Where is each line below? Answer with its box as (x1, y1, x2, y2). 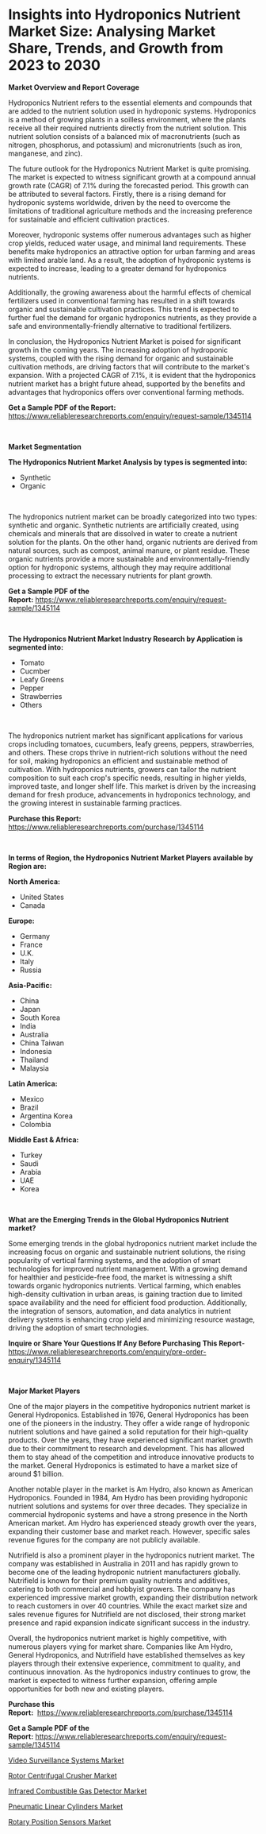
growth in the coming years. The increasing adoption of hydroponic (8, 345, 228, 354)
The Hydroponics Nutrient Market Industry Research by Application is (8, 634, 243, 643)
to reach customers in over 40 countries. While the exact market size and (8, 1600, 248, 1610)
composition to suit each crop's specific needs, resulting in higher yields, (8, 773, 247, 782)
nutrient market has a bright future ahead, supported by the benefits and (8, 379, 245, 388)
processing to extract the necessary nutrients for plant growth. (8, 570, 213, 581)
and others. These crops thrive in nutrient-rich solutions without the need (8, 747, 248, 757)
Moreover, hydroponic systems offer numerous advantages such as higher (8, 230, 252, 239)
